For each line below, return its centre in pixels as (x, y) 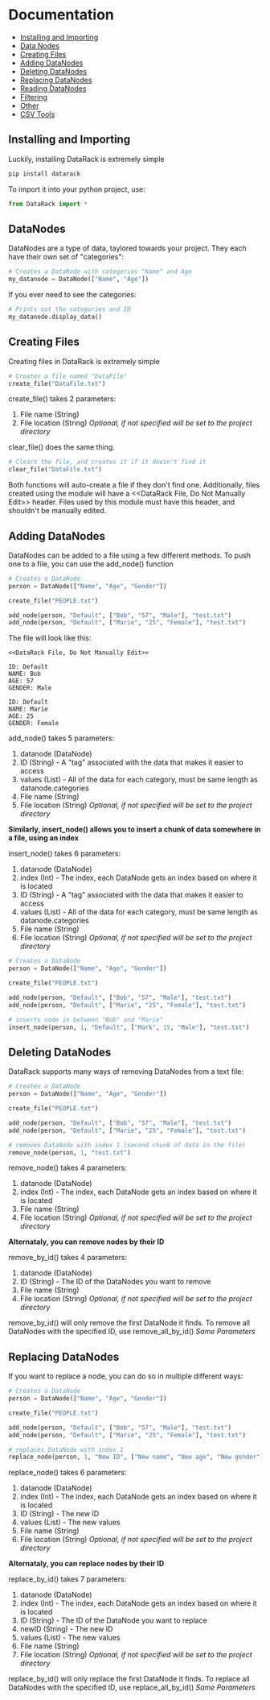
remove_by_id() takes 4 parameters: (68, 1258)
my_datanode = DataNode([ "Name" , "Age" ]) (79, 280)
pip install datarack (45, 174)
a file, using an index (43, 838)
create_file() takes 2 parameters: (62, 399)
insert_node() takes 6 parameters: (65, 854)
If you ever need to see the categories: (72, 295)
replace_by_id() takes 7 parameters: (67, 1579)
